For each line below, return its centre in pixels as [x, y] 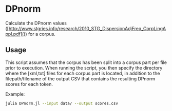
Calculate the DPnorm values [36, 23]
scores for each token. [29, 84]
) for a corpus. [40, 34]
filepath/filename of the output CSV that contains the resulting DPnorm [80, 79]
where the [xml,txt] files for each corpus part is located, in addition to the [83, 73]
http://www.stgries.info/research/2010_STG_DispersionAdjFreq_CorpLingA [87, 28]
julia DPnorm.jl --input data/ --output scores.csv [62, 103]
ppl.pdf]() [15, 34]
